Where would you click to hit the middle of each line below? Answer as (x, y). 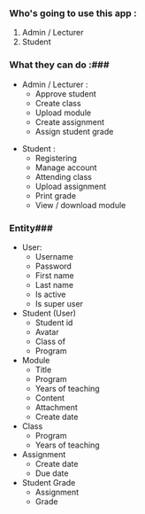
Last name (54, 284)
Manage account (66, 167)
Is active (50, 294)
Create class (58, 103)
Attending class (64, 176)
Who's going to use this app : (73, 13)
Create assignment (69, 121)
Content (50, 398)
